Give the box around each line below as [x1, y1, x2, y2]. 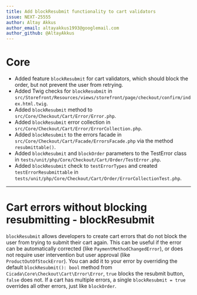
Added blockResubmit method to [14, 106, 93, 113]
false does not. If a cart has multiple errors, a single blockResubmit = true [6, 276, 186, 283]
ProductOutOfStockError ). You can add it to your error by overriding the [6, 257, 178, 265]
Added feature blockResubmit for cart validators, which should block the [14, 75, 189, 82]
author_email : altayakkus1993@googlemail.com [6, 25, 119, 31]
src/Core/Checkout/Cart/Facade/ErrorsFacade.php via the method [14, 137, 174, 144]
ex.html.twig [14, 101, 47, 107]
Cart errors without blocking [6, 201, 148, 214]
